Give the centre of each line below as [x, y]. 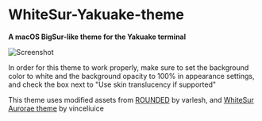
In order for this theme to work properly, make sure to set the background [129, 67]
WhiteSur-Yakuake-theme [96, 15]
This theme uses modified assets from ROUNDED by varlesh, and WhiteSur [131, 100]
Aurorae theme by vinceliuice [56, 108]
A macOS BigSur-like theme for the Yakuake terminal [97, 37]
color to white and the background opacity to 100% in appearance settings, [131, 76]
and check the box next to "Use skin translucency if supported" [112, 84]
